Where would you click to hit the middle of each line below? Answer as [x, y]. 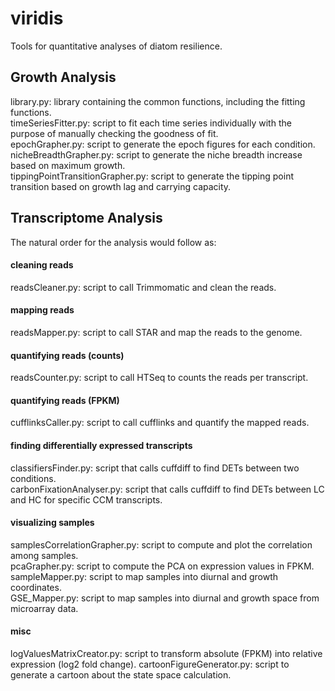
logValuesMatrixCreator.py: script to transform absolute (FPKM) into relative [166, 653]
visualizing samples [52, 523]
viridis [37, 18]
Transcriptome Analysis [86, 218]
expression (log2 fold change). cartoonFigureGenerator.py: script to [150, 664]
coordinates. [36, 587]
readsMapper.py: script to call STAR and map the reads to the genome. [156, 332]
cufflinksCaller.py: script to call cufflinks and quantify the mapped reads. [160, 423]
